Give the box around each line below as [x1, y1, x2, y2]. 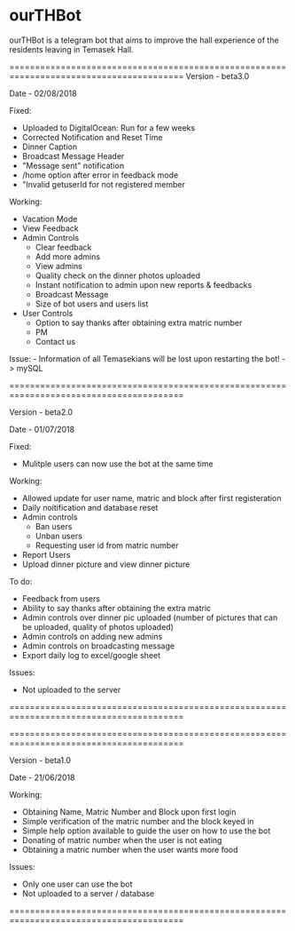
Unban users [35, 530, 82, 541]
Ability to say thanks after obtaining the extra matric [21, 602, 212, 613]
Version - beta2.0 [9, 406, 74, 418]
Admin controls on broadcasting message [21, 641, 175, 651]
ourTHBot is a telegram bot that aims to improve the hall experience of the [9, 35, 279, 45]
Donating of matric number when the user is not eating [21, 834, 222, 845]
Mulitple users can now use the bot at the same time [21, 458, 214, 469]
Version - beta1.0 [9, 754, 72, 765]
